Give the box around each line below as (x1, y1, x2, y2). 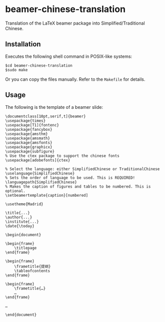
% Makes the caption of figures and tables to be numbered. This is (5, 184, 151, 189)
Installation (5, 40, 41, 49)
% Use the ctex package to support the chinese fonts (5, 153, 120, 158)
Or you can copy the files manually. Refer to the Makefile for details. (5, 76, 145, 82)
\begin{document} (5, 232, 41, 237)
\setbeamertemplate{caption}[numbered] (5, 193, 88, 198)
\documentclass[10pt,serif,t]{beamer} (5, 114, 86, 119)
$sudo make (5, 67, 28, 72)
